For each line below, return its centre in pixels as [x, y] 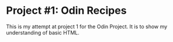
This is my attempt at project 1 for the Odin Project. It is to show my [87, 26]
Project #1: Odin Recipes [66, 11]
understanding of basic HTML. [43, 32]
